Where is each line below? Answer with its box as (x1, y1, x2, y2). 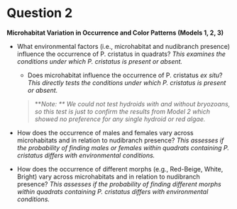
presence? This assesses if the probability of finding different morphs (16, 179, 221, 188)
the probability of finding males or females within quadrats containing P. (16, 143, 230, 152)
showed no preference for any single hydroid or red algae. (34, 115, 206, 123)
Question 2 (6, 5, 73, 21)
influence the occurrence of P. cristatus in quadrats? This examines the (16, 50, 226, 58)
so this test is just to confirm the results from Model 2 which (34, 107, 211, 115)
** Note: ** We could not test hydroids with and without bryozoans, (34, 99, 231, 108)
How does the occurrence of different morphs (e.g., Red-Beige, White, (16, 164, 224, 173)
